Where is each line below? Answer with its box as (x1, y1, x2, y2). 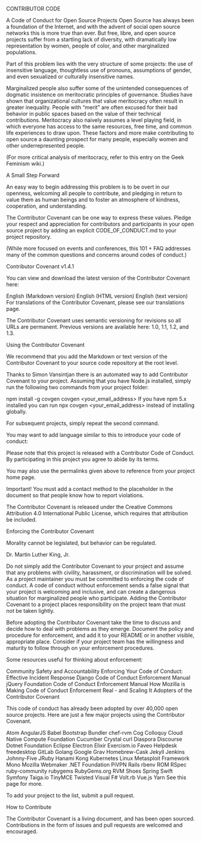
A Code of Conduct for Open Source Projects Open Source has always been (6, 17, 194, 23)
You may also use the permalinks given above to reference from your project (6, 468, 195, 474)
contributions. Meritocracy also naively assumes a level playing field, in (6, 116, 182, 124)
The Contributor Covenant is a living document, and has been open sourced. (6, 815, 195, 822)
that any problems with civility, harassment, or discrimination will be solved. (6, 569, 193, 576)
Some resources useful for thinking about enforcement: (6, 656, 143, 663)
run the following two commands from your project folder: (6, 384, 149, 391)
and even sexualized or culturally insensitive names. (6, 73, 135, 80)
